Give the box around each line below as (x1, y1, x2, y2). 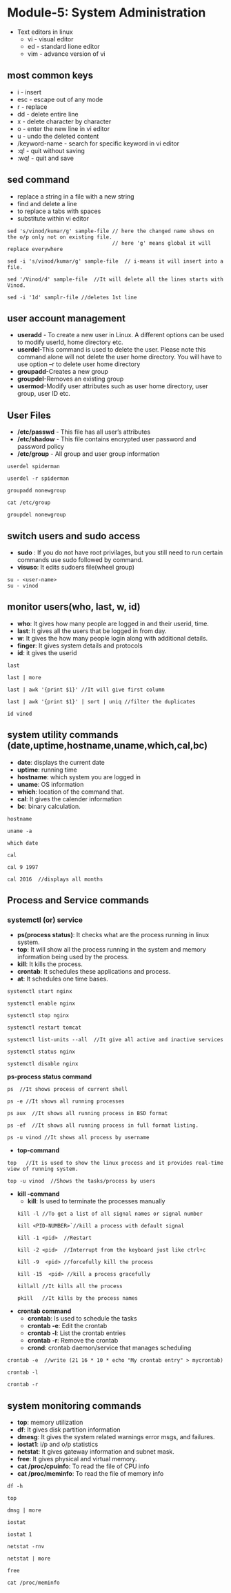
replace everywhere (7, 246, 63, 252)
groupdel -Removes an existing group (17, 374, 124, 383)
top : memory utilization (17, 1419, 83, 1427)
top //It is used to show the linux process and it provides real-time (7, 1160, 224, 1167)
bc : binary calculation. (17, 802, 81, 810)
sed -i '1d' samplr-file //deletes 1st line (7, 294, 137, 301)
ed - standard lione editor (27, 42, 100, 50)
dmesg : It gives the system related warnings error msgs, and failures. (17, 1433, 215, 1441)
